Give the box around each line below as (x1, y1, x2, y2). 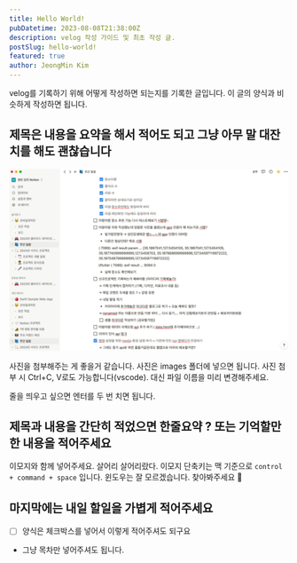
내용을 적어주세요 (22, 436, 112, 450)
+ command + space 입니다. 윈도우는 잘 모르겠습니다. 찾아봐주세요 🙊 (9, 472, 243, 483)
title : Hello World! (9, 14, 86, 23)
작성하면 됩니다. (32, 99, 88, 109)
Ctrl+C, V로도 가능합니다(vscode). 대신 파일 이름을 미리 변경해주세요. (27, 371, 270, 382)
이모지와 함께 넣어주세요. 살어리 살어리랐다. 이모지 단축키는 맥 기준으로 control (9, 461, 283, 472)
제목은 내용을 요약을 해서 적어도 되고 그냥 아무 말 (9, 127, 257, 142)
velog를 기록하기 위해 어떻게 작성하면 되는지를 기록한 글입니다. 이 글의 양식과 (9, 88, 275, 98)
